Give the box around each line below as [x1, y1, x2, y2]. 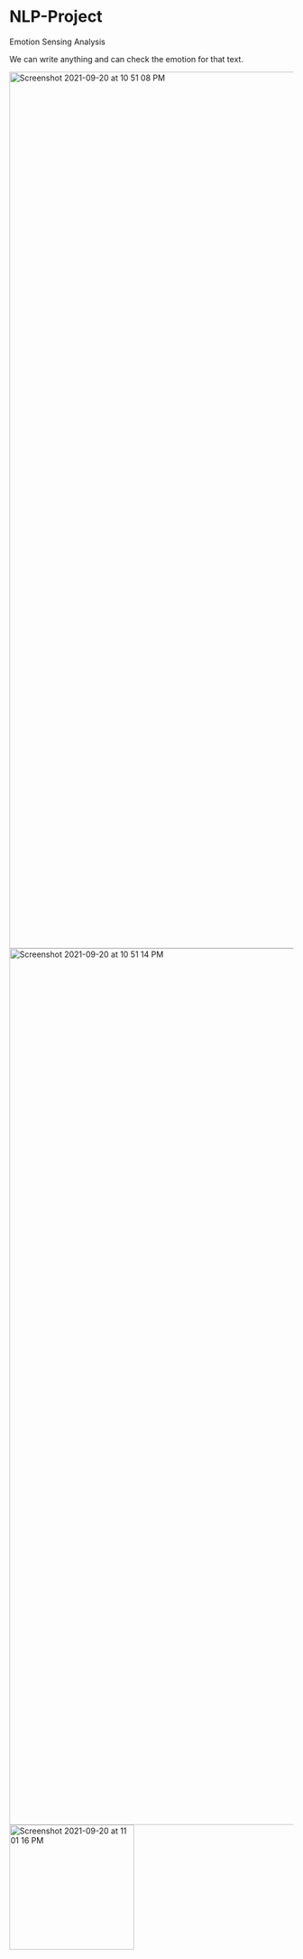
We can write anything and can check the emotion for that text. [9, 53, 243, 64]
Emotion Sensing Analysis [9, 36, 106, 47]
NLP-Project [9, 6, 103, 27]
